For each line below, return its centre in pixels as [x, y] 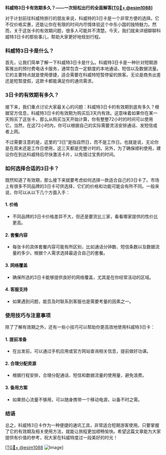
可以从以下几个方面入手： [44, 192]
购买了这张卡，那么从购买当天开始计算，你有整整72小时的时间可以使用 [81, 119]
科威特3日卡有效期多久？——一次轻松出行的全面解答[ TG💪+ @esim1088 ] [79, 8]
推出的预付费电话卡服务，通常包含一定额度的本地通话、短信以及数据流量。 [85, 69]
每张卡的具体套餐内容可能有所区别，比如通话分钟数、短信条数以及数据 [84, 247]
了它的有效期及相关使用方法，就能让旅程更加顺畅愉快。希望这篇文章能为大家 [83, 431]
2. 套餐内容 [17, 235]
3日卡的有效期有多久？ [32, 95]
